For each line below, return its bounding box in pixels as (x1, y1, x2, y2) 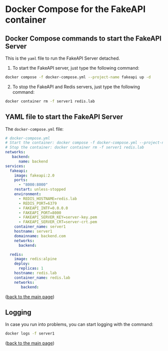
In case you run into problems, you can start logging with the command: (5, 321, 153, 327)
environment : (14, 192, 41, 197)
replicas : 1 (18, 266, 43, 271)
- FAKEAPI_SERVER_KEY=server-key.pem (18, 215, 97, 220)
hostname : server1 (14, 229, 52, 234)
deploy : (14, 261, 30, 266)
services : (5, 163, 26, 168)
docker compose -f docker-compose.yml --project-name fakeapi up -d (5, 75, 151, 80)
